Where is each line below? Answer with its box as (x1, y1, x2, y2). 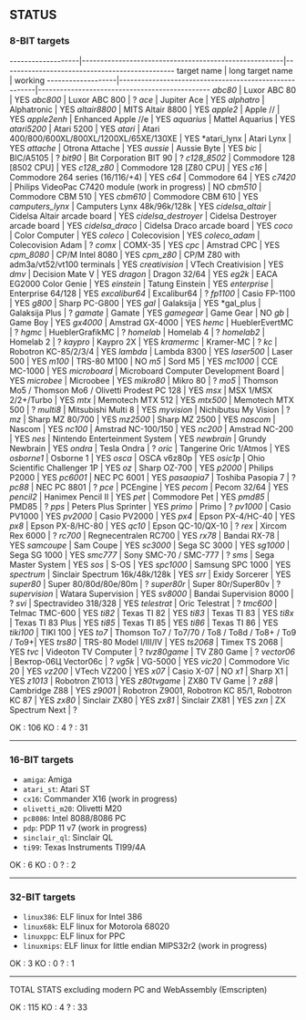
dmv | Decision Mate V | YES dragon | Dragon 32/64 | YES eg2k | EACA (9, 268, 278, 279)
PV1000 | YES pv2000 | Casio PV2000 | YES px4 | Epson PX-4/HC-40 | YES (9, 510, 296, 521)
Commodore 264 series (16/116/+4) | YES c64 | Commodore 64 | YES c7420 (9, 171, 296, 182)
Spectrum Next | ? (9, 704, 77, 715)
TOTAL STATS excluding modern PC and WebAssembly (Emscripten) (9, 984, 268, 995)
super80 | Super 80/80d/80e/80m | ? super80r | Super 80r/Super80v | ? (9, 578, 281, 589)
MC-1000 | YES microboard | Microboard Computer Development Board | (9, 365, 285, 376)
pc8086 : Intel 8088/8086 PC (22, 812, 127, 823)
